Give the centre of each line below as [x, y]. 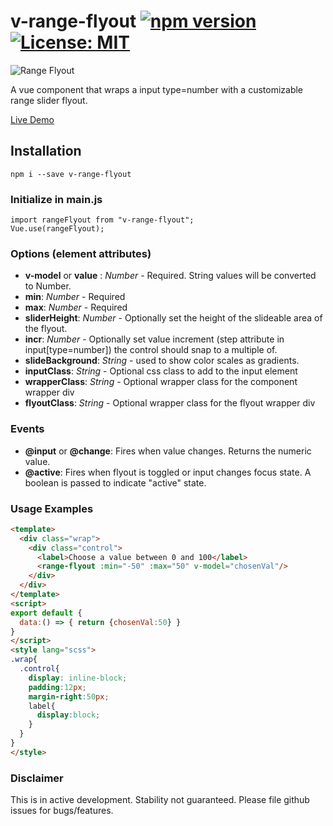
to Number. [48, 286]
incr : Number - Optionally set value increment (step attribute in [154, 339]
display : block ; [68, 715]
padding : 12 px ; [57, 687]
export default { [46, 613]
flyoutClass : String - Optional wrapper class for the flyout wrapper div [170, 403]
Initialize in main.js [56, 199]
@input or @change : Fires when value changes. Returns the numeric [168, 451]
